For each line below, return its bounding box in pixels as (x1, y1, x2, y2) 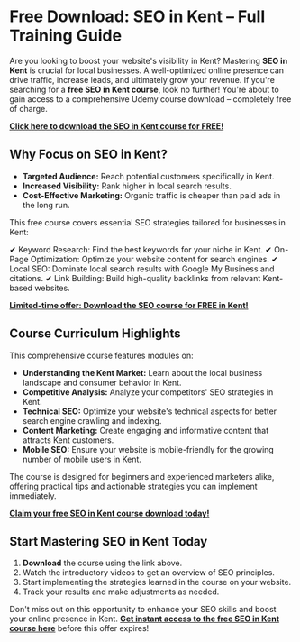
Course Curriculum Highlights (9, 326, 182, 342)
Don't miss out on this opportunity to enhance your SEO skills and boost (9, 604, 277, 615)
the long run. (22, 199, 70, 210)
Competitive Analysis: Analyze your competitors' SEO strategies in (22, 386, 274, 398)
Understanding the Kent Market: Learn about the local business (22, 367, 263, 378)
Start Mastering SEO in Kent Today (9, 534, 208, 549)
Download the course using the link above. (22, 557, 183, 569)
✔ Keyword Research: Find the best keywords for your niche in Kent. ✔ (9, 243, 272, 254)
